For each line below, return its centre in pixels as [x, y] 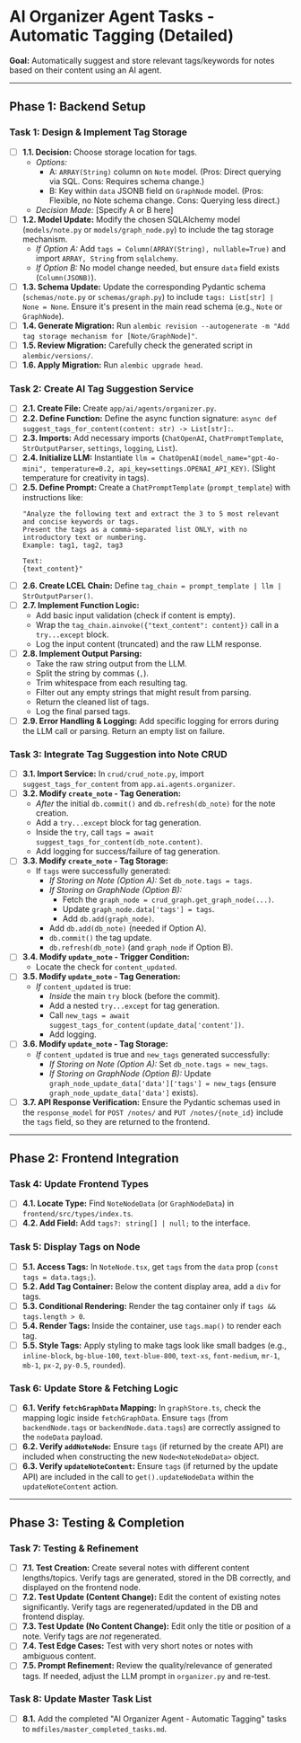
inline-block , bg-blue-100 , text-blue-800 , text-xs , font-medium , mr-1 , [151, 1356]
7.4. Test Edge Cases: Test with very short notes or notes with [138, 1646]
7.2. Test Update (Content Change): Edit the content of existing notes [151, 1597]
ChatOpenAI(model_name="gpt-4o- [219, 459]
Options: [51, 162]
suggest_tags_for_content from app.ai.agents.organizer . [129, 784]
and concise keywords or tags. [81, 522]
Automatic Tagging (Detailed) [122, 35]
